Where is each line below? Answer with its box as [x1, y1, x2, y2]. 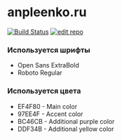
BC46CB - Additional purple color [17, 117, 115, 125]
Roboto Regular [17, 68, 63, 77]
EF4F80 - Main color [17, 102, 78, 110]
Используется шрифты [7, 45, 90, 55]
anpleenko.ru [7, 4, 87, 20]
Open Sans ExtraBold [17, 61, 79, 70]
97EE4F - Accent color [17, 110, 83, 118]
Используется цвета [7, 86, 81, 96]
